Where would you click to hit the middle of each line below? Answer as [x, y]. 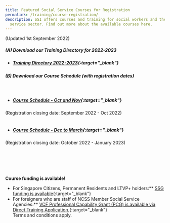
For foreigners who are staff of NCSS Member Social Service [76, 199]
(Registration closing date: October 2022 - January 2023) [65, 142]
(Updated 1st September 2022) [37, 39]
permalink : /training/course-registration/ [52, 15]
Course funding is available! [35, 178]
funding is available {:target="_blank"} [52, 194]
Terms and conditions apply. [42, 215]
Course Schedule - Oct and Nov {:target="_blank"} [67, 100]
